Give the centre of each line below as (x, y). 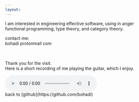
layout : (13, 10)
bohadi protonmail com (28, 43)
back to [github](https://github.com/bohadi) (49, 94)
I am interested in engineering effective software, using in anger (69, 23)
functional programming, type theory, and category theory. (64, 29)
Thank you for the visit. (28, 63)
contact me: (17, 38)
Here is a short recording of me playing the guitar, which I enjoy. (70, 68)
